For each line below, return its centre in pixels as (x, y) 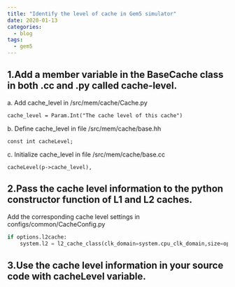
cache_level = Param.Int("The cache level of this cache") (95, 115)
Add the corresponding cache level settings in (73, 216)
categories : (24, 27)
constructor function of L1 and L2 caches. (100, 200)
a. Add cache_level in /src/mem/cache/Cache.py (78, 102)
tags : (15, 40)
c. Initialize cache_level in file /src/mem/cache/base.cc (86, 154)
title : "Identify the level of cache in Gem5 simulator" (92, 14)
